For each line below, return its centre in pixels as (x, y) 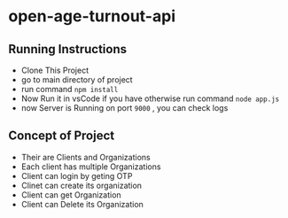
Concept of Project (62, 136)
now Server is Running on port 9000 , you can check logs (125, 108)
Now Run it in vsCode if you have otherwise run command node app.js (150, 98)
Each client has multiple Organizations (91, 167)
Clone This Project (55, 70)
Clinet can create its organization (82, 185)
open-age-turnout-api (92, 16)
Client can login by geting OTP (77, 175)
